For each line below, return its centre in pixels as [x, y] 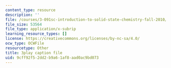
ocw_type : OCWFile [25, 43]
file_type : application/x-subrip [41, 29]
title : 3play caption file [34, 53]
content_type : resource [31, 10]
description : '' [22, 15]
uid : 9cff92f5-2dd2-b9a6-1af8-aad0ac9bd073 [52, 58]
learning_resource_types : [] [36, 34]
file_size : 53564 [24, 24]
